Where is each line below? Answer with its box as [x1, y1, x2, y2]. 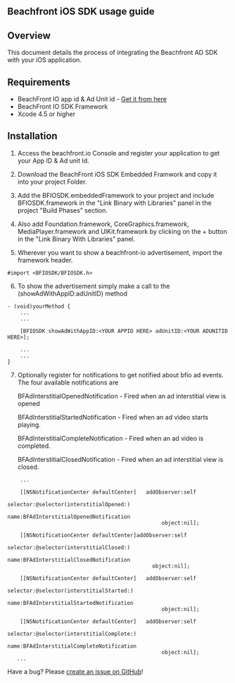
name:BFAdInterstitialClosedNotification [7, 556, 131, 563]
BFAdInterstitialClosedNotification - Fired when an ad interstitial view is [17, 455, 224, 463]
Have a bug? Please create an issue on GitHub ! [7, 667, 144, 675]
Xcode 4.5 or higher [17, 110, 76, 118]
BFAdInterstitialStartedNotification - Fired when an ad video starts [17, 413, 209, 421]
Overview [7, 30, 51, 42]
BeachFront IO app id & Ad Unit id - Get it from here [17, 95, 167, 104]
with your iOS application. [7, 56, 82, 64]
